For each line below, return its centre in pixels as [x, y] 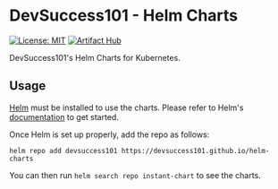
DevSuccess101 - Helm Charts [124, 16]
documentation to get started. [64, 116]
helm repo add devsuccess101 [63, 150]
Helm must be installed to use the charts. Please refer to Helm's [126, 107]
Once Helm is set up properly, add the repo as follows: [110, 134]
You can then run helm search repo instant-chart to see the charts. [135, 175]
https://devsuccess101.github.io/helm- [195, 150]
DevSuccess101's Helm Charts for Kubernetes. [95, 57]
